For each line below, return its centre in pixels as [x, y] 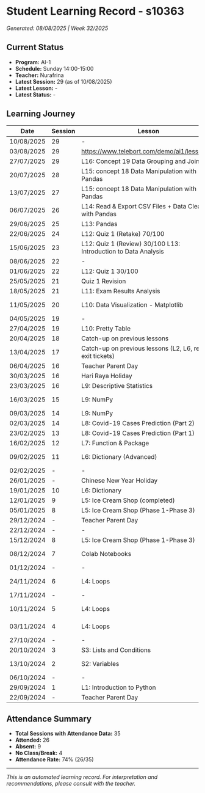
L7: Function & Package [115, 443]
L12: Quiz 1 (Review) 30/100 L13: [131, 244]
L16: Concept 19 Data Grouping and [134, 161]
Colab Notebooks [106, 554]
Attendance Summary [49, 719]
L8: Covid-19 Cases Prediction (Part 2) [138, 423]
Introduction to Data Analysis [123, 251]
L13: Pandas [99, 224]
